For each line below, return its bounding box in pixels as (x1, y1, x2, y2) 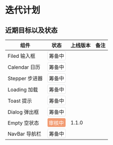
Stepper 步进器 (7, 75, 43, 82)
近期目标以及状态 (5, 26, 58, 34)
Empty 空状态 (7, 120, 39, 126)
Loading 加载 (7, 86, 38, 93)
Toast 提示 (7, 98, 32, 104)
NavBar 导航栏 (7, 131, 41, 137)
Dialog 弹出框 (7, 109, 39, 115)
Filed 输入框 (7, 53, 36, 59)
